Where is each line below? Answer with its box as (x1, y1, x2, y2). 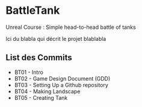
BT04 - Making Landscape (14, 88, 81, 95)
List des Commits (5, 52, 73, 63)
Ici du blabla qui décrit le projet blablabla (5, 35, 106, 42)
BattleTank (5, 4, 60, 17)
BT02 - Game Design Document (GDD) (14, 75, 111, 82)
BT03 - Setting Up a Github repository (14, 81, 109, 88)
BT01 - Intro (14, 69, 43, 76)
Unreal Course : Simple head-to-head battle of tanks (5, 23, 136, 31)
